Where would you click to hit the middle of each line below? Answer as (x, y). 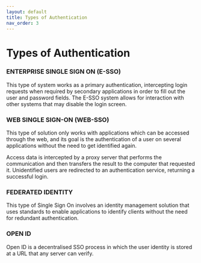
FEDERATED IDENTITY (40, 192)
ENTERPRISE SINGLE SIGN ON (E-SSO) (64, 72)
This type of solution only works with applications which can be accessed (98, 133)
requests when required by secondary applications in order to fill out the (96, 91)
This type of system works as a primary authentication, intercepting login (97, 84)
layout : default (26, 12)
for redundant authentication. (42, 218)
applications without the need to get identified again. (72, 146)
